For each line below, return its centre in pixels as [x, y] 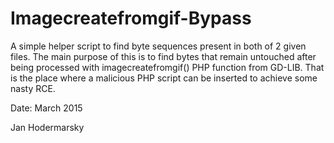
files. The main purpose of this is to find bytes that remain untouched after [163, 56]
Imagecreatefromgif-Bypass [131, 18]
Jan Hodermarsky [47, 127]
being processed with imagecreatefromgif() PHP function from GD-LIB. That [167, 67]
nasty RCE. [33, 88]
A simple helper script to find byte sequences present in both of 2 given [158, 46]
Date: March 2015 [46, 108]
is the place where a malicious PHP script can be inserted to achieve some [164, 78]
